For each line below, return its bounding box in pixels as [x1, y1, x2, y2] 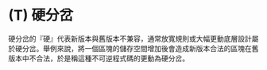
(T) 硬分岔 [8, 6, 74, 24]
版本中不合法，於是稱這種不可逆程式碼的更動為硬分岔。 [8, 53, 189, 63]
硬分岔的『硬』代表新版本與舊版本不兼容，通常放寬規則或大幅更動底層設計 [8, 34, 252, 43]
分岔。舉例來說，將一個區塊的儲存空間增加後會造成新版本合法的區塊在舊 [21, 43, 259, 53]
